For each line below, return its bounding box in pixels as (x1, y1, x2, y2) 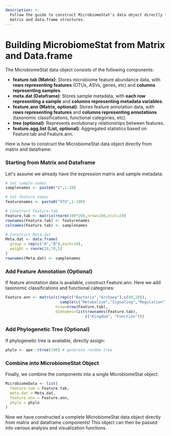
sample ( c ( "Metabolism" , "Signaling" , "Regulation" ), (60, 300, 169, 305)
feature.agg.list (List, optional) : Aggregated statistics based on (12, 126, 147, 132)
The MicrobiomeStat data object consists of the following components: (5, 67, 154, 73)
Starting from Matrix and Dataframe (5, 159, 96, 166)
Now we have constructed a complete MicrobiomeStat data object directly (5, 414, 161, 420)
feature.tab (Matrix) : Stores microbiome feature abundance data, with (12, 77, 161, 83)
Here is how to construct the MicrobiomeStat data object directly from (5, 141, 152, 147)
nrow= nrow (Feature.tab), (55, 304, 108, 309)
